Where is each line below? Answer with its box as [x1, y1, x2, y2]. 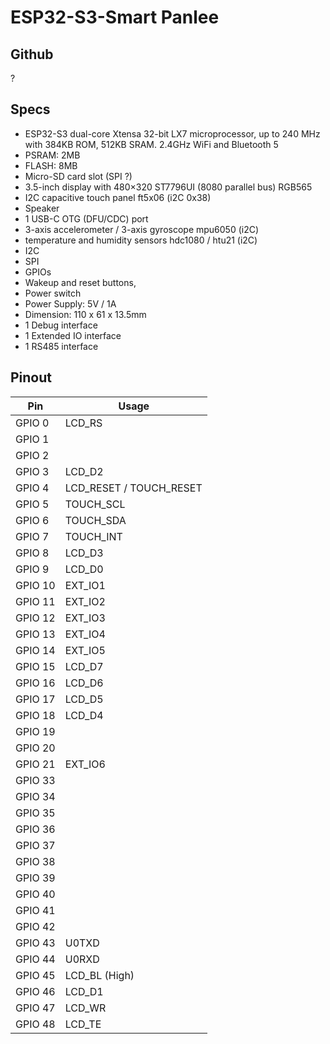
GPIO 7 [15, 529, 50, 543]
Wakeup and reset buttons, [24, 276, 137, 288]
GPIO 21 [15, 757, 56, 771]
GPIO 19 [15, 724, 56, 738]
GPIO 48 [15, 1017, 56, 1031]
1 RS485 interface [24, 340, 99, 352]
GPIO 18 [15, 708, 56, 722]
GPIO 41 [15, 903, 56, 917]
